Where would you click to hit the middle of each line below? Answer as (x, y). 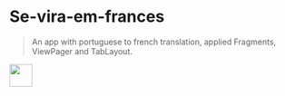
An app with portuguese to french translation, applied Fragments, (154, 42)
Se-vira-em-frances (87, 17)
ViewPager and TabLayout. (82, 51)
